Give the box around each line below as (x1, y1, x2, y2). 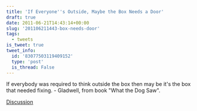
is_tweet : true (6, 42, 44, 48)
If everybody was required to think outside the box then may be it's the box (6, 81, 191, 88)
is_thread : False (11, 64, 55, 70)
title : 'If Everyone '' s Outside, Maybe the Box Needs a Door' (6, 8, 164, 15)
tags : (6, 31, 20, 37)
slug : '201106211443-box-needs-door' (6, 25, 100, 32)
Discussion (6, 98, 33, 106)
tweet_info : (6, 48, 36, 54)
